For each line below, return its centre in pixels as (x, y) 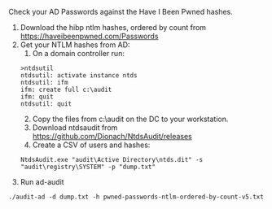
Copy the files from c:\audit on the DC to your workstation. (130, 119)
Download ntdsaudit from (75, 128)
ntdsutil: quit (46, 104)
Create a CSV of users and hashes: (91, 145)
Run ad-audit (42, 182)
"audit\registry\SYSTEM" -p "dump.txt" (88, 167)
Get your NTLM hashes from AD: (75, 45)
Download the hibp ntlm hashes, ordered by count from (113, 27)
